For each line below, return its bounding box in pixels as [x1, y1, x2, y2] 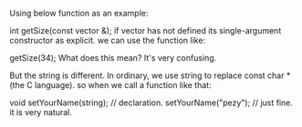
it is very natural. [9, 107, 73, 117]
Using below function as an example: [9, 8, 149, 18]
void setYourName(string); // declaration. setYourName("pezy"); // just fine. [9, 97, 294, 108]
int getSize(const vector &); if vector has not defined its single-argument [9, 25, 282, 35]
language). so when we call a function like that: [35, 80, 212, 90]
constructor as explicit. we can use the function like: [9, 35, 206, 45]
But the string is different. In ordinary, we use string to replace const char [9, 70, 285, 81]
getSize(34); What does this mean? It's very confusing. [9, 53, 217, 63]
